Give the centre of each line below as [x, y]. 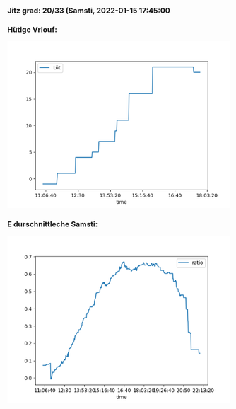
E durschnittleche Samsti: [53, 224]
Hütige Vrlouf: [33, 29]
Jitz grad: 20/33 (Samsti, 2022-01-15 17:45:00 [89, 11]
